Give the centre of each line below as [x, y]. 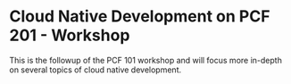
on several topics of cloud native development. [95, 70]
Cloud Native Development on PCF [140, 17]
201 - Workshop [70, 35]
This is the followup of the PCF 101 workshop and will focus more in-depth [146, 60]
